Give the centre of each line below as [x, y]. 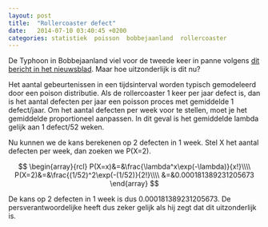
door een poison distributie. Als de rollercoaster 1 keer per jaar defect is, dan [134, 94]
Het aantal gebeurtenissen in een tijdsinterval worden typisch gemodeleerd [132, 85]
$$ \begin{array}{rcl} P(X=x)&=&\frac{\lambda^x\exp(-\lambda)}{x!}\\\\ [134, 167]
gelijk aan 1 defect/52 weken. [56, 127]
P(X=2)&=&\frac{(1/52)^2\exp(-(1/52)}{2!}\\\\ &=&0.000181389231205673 [134, 175]
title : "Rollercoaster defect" [62, 23]
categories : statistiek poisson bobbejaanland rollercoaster [118, 38]
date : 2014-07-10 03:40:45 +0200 [68, 30]
